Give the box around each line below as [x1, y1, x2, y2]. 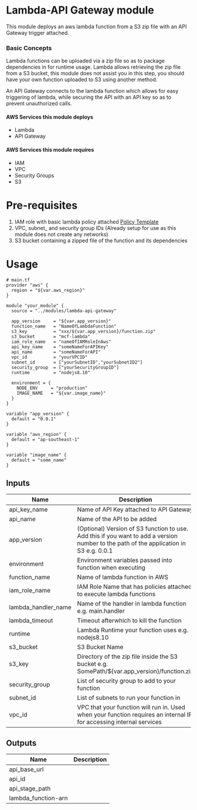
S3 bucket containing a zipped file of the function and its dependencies [14, 236, 188, 244]
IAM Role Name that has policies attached [77, 583, 192, 591]
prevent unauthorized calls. [6, 100, 72, 107]
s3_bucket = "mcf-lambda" [11, 334, 91, 339]
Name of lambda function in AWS [77, 573, 169, 581]
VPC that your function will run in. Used [77, 704, 186, 712]
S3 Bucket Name [77, 643, 124, 651]
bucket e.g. [77, 660, 108, 668]
